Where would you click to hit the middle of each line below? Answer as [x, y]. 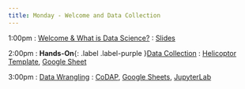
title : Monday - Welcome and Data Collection [84, 15]
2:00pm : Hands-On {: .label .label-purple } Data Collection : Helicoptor [122, 53]
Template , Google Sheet [47, 61]
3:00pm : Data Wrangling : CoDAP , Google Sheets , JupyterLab [110, 76]
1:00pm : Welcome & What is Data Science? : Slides [92, 38]
